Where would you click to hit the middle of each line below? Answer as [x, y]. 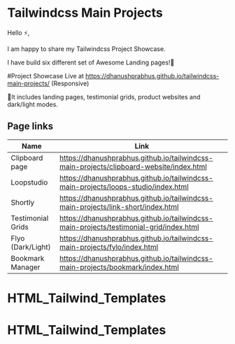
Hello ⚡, [19, 32]
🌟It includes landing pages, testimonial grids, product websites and [104, 96]
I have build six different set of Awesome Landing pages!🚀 [91, 62]
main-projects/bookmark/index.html [119, 267]
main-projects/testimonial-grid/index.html [129, 227]
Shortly [23, 202]
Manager [26, 267]
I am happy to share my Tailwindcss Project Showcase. [86, 49]
